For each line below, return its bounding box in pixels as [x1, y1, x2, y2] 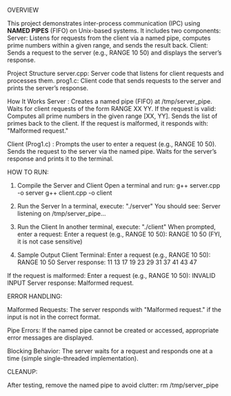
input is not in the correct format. [7, 313, 101, 321]
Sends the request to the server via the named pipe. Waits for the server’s [7, 148, 217, 155]
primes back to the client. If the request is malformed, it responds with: [7, 119, 208, 127]
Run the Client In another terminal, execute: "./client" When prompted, [17, 223, 216, 230]
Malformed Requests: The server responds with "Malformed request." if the [7, 306, 222, 313]
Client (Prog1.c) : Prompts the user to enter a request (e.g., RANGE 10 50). [7, 140, 217, 148]
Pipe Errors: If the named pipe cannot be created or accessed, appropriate [7, 326, 219, 334]
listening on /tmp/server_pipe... [17, 210, 106, 217]
